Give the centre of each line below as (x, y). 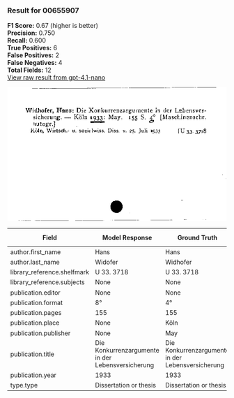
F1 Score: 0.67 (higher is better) (53, 26)
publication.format (36, 302)
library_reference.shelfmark (49, 272)
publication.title (32, 354)
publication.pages (36, 313)
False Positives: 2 (33, 55)
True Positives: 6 (32, 48)
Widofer (107, 262)
